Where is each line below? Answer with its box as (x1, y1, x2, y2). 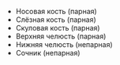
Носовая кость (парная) (15, 7, 97, 16)
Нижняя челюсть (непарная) (15, 40, 113, 49)
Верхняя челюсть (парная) (15, 31, 107, 41)
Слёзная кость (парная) (15, 15, 96, 24)
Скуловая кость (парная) (15, 23, 100, 32)
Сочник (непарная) (15, 49, 81, 57)
